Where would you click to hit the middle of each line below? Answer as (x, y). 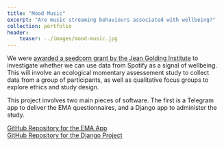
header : (18, 32)
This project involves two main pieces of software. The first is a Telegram (111, 100)
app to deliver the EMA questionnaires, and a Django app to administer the (112, 108)
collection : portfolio (39, 26)
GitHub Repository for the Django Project (65, 135)
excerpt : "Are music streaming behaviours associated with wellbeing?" (111, 20)
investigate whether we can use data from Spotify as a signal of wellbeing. (112, 65)
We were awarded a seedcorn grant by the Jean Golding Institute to (103, 58)
